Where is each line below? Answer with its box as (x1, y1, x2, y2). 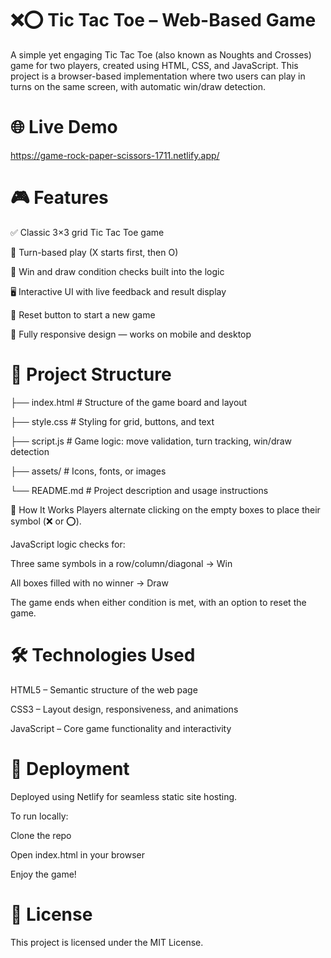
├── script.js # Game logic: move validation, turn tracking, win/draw (10, 435, 293, 447)
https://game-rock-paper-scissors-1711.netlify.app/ (10, 149, 220, 161)
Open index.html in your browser (10, 848, 145, 861)
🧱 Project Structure (10, 363, 172, 386)
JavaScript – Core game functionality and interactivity (10, 722, 232, 734)
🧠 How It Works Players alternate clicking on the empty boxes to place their (10, 503, 321, 516)
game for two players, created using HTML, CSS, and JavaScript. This (10, 59, 299, 71)
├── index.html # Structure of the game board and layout (10, 396, 248, 408)
